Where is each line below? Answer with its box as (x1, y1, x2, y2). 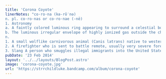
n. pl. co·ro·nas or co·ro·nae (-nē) (5, 16, 83, 21)
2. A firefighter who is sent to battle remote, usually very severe (5, 44, 152, 49)
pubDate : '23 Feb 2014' (5, 53, 54, 58)
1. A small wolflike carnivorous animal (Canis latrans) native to (5, 39, 147, 44)
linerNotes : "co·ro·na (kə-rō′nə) (5, 12, 77, 17)
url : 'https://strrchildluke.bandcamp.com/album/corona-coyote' (5, 67, 140, 72)
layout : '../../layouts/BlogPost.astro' (5, 57, 90, 62)
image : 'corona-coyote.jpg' (5, 62, 63, 67)
